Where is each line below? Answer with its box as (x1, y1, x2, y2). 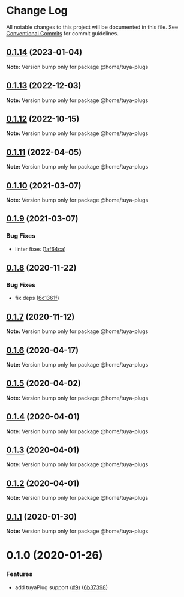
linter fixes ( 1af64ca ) (14, 245, 66, 253)
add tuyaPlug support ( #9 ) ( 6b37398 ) (14, 583, 108, 591)
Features (6, 570, 33, 578)
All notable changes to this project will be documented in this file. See (6, 23, 179, 31)
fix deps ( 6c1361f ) (14, 295, 59, 302)
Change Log (6, 4, 68, 17)
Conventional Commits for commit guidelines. (6, 29, 119, 37)
